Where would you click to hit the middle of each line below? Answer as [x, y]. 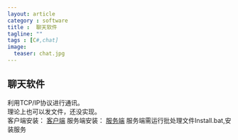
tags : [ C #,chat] [33, 41]
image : [17, 47]
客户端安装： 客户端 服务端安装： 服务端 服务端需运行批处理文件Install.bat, [116, 120]
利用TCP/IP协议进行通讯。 [45, 102]
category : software [38, 21]
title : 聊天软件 [33, 27]
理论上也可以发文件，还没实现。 [54, 112]
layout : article [31, 14]
